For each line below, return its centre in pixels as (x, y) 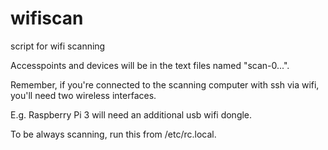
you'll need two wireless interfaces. (83, 95)
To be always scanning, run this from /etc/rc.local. (113, 134)
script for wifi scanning (58, 46)
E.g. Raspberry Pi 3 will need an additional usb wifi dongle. (131, 114)
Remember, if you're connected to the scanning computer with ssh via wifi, (165, 84)
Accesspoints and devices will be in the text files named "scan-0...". (150, 65)
